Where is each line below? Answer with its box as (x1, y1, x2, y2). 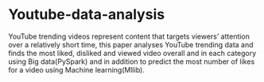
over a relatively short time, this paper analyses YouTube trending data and (8, 39, 254, 49)
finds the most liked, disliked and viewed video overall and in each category (8, 48, 257, 58)
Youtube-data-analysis (8, 6, 165, 24)
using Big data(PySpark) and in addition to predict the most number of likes (8, 57, 255, 66)
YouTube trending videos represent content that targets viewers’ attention (8, 32, 250, 41)
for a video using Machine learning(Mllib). (8, 65, 145, 74)
